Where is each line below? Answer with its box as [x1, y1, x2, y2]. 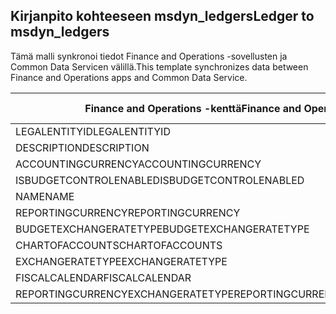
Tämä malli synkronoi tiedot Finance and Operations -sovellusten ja [10, 50, 288, 62]
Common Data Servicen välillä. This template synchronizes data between [10, 60, 309, 73]
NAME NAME [15, 189, 75, 203]
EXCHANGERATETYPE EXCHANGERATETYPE [15, 254, 228, 268]
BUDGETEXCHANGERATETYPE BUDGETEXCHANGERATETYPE [15, 222, 310, 236]
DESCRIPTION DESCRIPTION [15, 140, 150, 154]
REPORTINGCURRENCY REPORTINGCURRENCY [15, 205, 241, 219]
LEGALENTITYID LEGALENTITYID [15, 124, 171, 138]
